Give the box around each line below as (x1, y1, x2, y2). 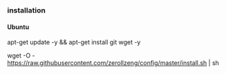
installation (7, 6, 46, 15)
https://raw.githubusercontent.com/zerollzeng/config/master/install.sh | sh (7, 59, 220, 67)
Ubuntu (7, 23, 30, 31)
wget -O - (7, 51, 35, 60)
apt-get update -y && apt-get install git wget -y (7, 38, 141, 46)
